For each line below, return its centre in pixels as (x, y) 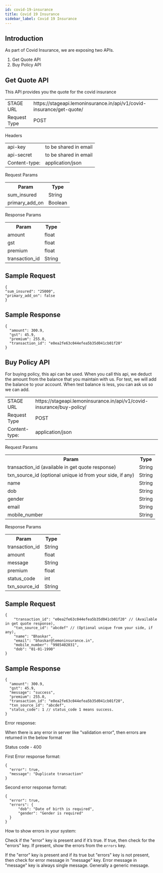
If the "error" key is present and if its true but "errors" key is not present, (77, 855)
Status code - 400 (23, 747)
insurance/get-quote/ (58, 109)
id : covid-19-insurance (29, 10)
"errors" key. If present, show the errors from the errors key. (66, 846)
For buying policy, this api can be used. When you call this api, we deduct (78, 374)
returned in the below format (34, 738)
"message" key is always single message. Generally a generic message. (77, 865)
